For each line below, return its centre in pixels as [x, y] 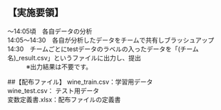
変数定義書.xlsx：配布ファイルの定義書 [64, 99]
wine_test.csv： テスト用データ [53, 90]
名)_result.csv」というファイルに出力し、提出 [74, 57]
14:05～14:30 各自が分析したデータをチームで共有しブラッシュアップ [111, 40]
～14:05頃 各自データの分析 [50, 31]
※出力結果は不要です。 [59, 67]
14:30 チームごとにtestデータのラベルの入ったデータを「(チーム [103, 49]
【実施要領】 [36, 13]
